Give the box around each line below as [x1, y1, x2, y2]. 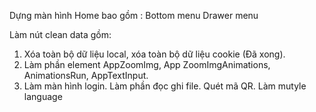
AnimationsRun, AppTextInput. [23, 70, 149, 81]
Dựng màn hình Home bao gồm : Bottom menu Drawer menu [9, 10, 259, 21]
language [23, 91, 63, 102]
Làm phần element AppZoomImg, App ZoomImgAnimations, [23, 59, 271, 70]
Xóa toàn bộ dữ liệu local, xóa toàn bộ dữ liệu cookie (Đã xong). [23, 48, 286, 60]
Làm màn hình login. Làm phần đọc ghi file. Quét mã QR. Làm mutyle [23, 80, 307, 92]
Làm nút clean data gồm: [9, 29, 112, 40]
